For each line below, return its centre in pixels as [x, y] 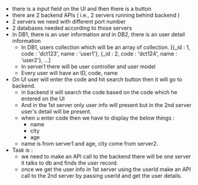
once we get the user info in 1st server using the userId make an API [106, 169]
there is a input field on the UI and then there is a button [81, 9]
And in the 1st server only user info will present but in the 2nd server [106, 105]
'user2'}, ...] [36, 60]
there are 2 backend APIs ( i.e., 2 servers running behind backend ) [96, 15]
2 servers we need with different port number [69, 21]
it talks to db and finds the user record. [69, 163]
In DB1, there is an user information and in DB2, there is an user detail [98, 34]
